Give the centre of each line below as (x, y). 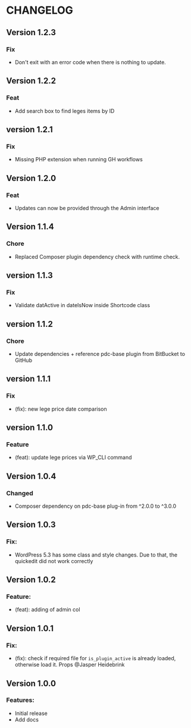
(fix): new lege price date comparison (61, 409)
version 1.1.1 (29, 379)
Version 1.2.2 (31, 81)
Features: (20, 700)
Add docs (26, 719)
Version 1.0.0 (31, 683)
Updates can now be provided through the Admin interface (87, 208)
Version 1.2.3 (31, 32)
